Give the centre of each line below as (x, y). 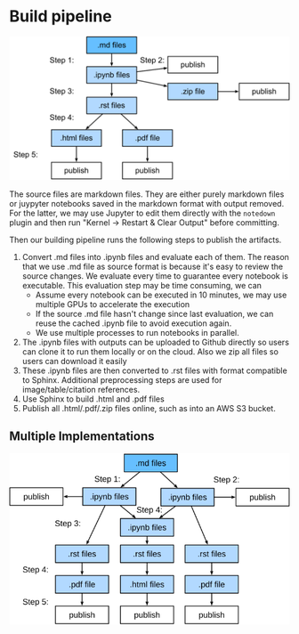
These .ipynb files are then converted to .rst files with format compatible (154, 370)
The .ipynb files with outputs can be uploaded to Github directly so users (155, 342)
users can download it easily (74, 361)
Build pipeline (61, 16)
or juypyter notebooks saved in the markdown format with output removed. (147, 203)
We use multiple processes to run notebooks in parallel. (137, 332)
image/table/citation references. (81, 389)
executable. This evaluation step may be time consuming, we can (142, 285)
